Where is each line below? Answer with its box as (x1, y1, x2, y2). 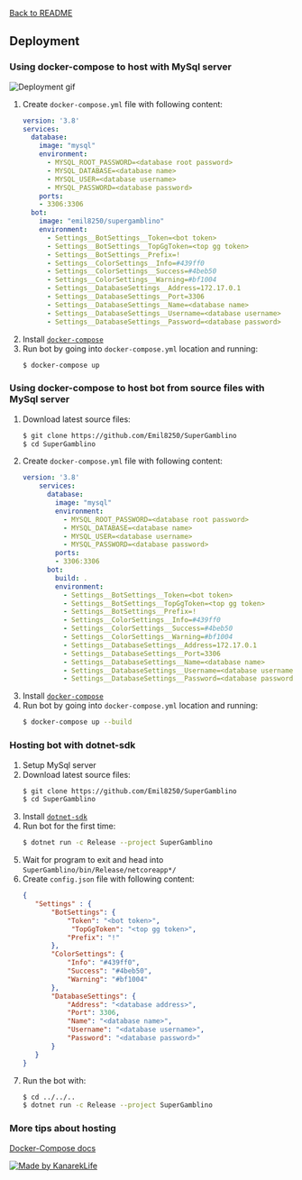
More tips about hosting (9, 1122, 117, 1135)
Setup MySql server (22, 759, 96, 770)
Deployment (9, 33, 80, 49)
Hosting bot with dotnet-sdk (9, 739, 136, 752)
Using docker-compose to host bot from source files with (9, 382, 265, 395)
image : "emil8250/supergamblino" (39, 216, 165, 226)
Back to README (9, 8, 73, 18)
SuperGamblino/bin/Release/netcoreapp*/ (22, 865, 177, 875)
